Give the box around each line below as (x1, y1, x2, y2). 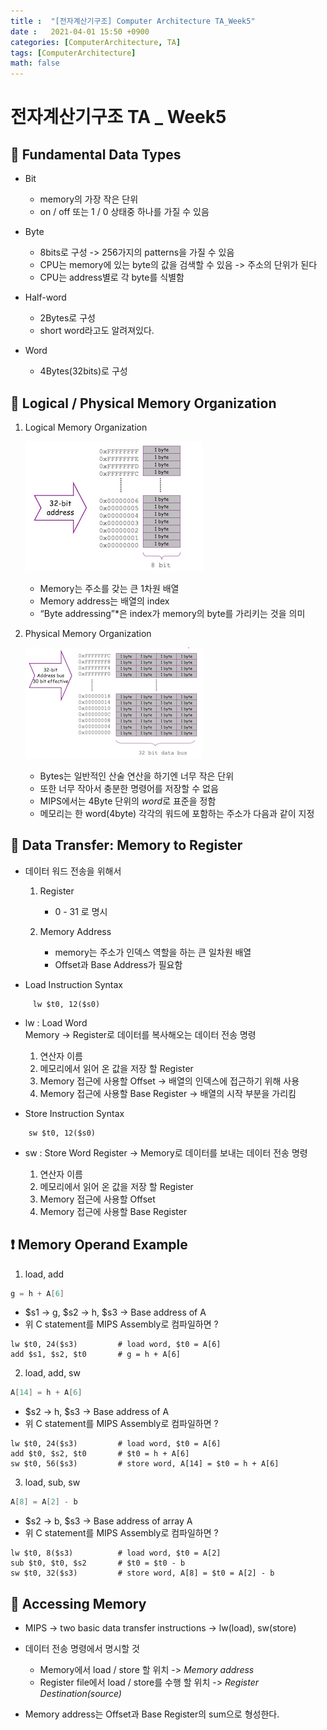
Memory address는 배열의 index (39, 595, 170, 607)
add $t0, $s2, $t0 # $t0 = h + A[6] (10, 1449, 190, 1459)
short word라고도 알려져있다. (39, 325, 155, 337)
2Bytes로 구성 (39, 312, 96, 324)
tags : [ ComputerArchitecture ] (10, 48, 137, 58)
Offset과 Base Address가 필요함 (54, 958, 183, 970)
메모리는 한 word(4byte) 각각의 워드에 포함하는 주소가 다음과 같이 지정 (39, 807, 315, 819)
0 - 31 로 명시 (54, 905, 108, 917)
